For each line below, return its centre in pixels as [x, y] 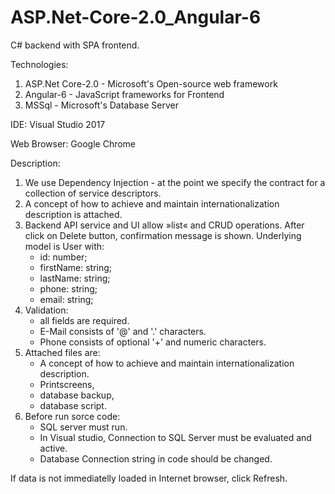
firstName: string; [76, 267]
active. [53, 448]
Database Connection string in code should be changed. [156, 458]
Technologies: [39, 64]
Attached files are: [62, 352]
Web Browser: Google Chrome [73, 143]
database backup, [77, 395]
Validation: [46, 310]
